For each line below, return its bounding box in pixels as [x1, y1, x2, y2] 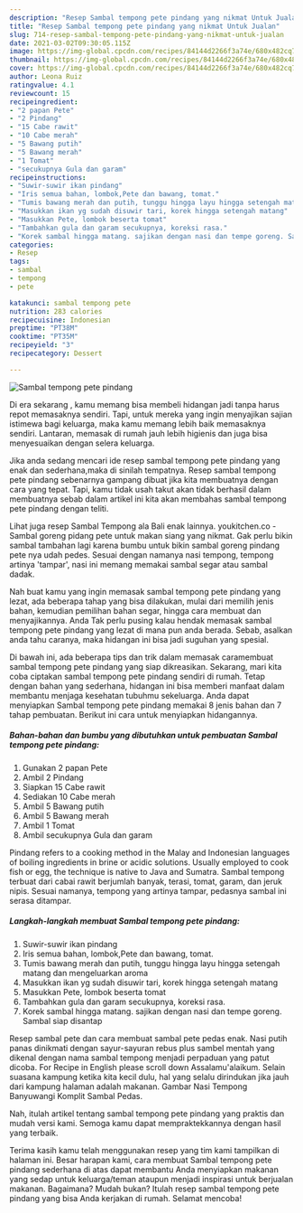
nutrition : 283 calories [9, 306, 103, 316]
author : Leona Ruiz [9, 72, 83, 81]
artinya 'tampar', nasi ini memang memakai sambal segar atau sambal [9, 559, 269, 569]
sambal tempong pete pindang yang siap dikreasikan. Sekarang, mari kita [9, 661, 282, 672]
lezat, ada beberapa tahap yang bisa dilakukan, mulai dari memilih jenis [9, 596, 274, 606]
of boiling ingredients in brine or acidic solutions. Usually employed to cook [9, 856, 289, 868]
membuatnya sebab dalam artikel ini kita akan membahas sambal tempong [9, 494, 287, 504]
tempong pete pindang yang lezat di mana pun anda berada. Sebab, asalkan [9, 625, 293, 635]
